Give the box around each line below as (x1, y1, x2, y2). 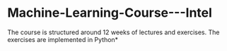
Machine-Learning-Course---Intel (7, 5, 212, 21)
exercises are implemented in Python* (7, 35, 119, 43)
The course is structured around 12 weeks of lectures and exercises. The (7, 28, 220, 36)
